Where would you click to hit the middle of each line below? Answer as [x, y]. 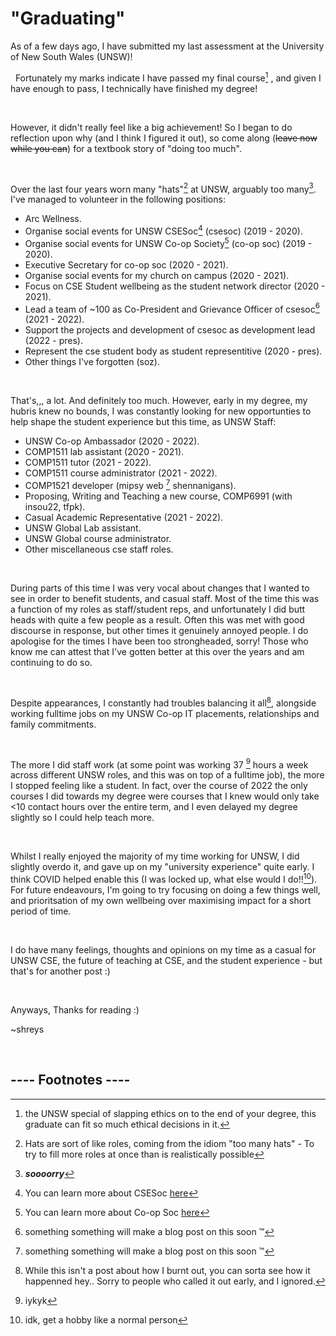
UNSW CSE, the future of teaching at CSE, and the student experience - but [166, 960]
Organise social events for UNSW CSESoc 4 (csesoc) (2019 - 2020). [163, 230]
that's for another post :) [60, 971]
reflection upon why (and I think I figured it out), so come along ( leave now [164, 138]
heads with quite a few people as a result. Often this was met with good [157, 619]
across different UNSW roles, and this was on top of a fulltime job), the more [167, 775]
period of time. [41, 911]
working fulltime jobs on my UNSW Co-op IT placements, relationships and [165, 713]
